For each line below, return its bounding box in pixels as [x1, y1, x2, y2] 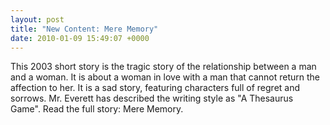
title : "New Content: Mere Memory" [10, 24, 159, 34]
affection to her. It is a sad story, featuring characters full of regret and [10, 82, 301, 94]
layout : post [10, 14, 65, 25]
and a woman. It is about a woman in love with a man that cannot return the [10, 71, 321, 83]
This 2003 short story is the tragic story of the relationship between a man [10, 61, 317, 73]
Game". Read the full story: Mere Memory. [10, 103, 184, 115]
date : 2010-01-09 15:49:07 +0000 [10, 33, 150, 43]
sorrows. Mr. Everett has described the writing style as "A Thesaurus [10, 92, 294, 105]
